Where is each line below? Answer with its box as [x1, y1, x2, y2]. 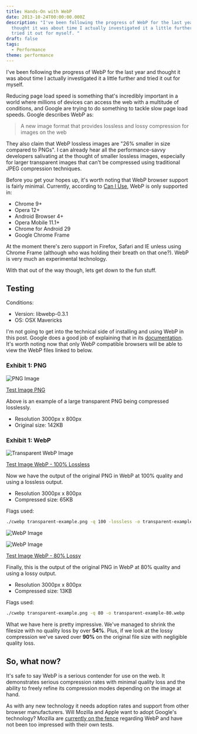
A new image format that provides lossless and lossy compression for [20, 122, 189, 129]
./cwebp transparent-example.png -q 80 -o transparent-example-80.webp [6, 610, 185, 616]
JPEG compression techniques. [6, 165, 82, 172]
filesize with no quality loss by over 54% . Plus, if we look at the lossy [6, 627, 173, 634]
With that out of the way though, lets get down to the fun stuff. [6, 267, 157, 274]
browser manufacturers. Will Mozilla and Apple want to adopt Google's [6, 708, 177, 715]
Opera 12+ [14, 206, 40, 213]
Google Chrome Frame [14, 231, 70, 238]
